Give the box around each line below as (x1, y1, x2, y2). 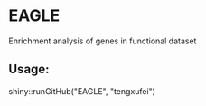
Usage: (8, 62, 51, 77)
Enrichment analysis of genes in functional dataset (8, 35, 197, 46)
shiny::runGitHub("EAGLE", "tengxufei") (8, 85, 155, 96)
